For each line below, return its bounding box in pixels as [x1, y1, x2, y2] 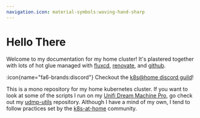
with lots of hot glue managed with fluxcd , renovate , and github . [6, 61, 166, 69]
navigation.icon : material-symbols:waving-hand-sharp [6, 9, 145, 15]
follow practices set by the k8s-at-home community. [6, 105, 138, 112]
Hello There [6, 35, 66, 49]
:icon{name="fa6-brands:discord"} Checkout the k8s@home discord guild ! [6, 74, 194, 81]
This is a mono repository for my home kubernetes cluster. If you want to [6, 85, 188, 92]
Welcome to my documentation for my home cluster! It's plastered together [6, 55, 194, 63]
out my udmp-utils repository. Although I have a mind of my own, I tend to [6, 98, 190, 105]
